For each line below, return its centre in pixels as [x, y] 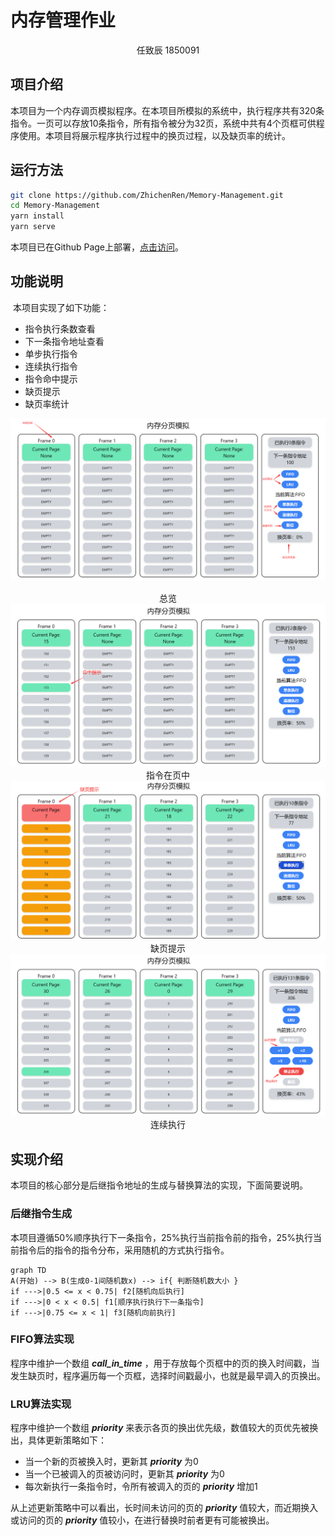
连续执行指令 [51, 366]
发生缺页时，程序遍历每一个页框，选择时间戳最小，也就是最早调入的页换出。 [168, 1375]
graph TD [28, 1270]
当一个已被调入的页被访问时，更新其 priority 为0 [124, 1474]
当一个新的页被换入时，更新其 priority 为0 [111, 1462]
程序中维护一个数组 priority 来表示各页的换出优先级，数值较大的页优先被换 [164, 1428]
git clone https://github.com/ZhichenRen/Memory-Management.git [147, 195]
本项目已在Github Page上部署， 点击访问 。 [97, 247]
